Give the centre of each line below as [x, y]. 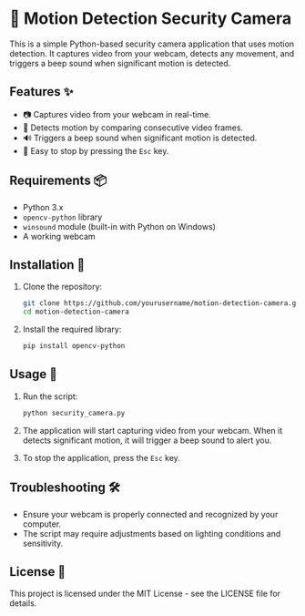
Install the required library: [72, 329]
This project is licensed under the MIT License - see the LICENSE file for [145, 594]
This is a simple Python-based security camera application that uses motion [152, 44]
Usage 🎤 [33, 374]
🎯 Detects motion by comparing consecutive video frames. [133, 128]
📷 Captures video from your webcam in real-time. [117, 114]
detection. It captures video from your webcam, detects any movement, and [152, 53]
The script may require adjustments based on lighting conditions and [152, 533]
